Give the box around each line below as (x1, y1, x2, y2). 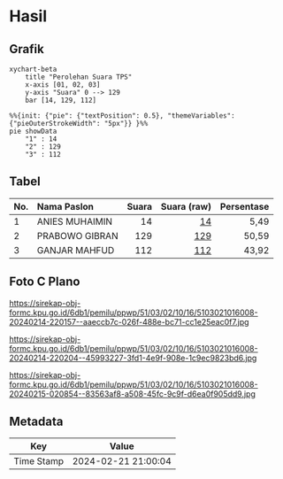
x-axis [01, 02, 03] (25, 81, 101, 89)
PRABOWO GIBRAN (36, 229, 119, 242)
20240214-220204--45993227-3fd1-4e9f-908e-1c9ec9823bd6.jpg (9, 352, 257, 363)
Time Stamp (13, 455, 65, 467)
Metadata (9, 414, 64, 429)
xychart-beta (9, 65, 57, 73)
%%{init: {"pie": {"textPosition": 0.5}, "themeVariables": (9, 112, 236, 120)
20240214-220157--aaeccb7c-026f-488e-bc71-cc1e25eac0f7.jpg (9, 316, 249, 327)
